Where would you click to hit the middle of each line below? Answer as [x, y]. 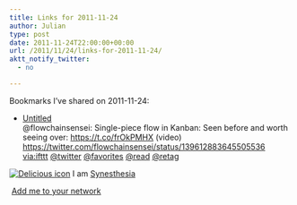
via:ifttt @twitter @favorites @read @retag [100, 156]
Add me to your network [56, 191]
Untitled [37, 118]
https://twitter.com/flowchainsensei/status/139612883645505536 [144, 146]
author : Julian [38, 26]
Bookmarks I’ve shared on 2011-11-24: [79, 100]
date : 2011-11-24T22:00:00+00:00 [72, 43]
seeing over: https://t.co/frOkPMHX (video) [102, 137]
